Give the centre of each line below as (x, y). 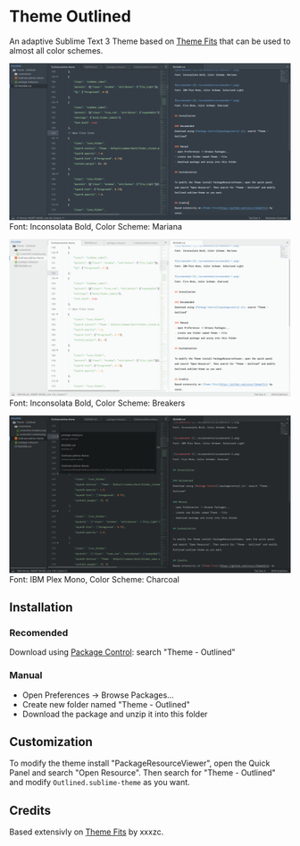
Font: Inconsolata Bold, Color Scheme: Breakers (97, 403)
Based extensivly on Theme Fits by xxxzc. (87, 832)
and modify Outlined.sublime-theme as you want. (100, 783)
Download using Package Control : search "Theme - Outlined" (122, 652)
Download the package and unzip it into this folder (115, 714)
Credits (30, 810)
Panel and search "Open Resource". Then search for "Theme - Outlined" (143, 773)
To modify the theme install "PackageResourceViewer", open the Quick (140, 763)
